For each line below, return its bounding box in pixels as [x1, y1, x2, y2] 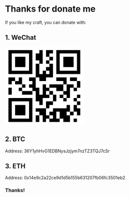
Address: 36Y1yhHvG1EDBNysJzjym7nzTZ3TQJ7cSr [5, 148, 110, 154]
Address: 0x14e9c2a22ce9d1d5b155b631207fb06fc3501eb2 [5, 175, 126, 181]
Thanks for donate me [5, 3, 96, 15]
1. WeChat [5, 33, 36, 42]
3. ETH [5, 162, 26, 170]
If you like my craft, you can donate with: [5, 19, 86, 25]
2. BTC [5, 135, 26, 144]
